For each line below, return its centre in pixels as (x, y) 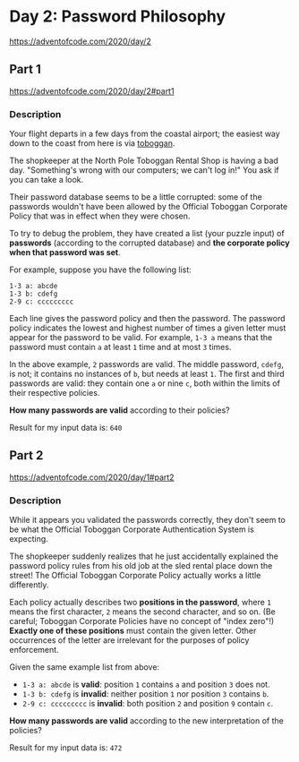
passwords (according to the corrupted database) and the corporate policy (149, 243)
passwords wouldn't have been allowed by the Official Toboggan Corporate (149, 207)
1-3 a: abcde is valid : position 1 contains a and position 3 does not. (146, 685)
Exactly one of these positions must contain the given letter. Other (133, 631)
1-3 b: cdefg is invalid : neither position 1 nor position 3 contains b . (145, 694)
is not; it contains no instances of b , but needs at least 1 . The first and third (147, 374)
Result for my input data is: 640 (66, 428)
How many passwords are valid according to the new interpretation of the (146, 721)
